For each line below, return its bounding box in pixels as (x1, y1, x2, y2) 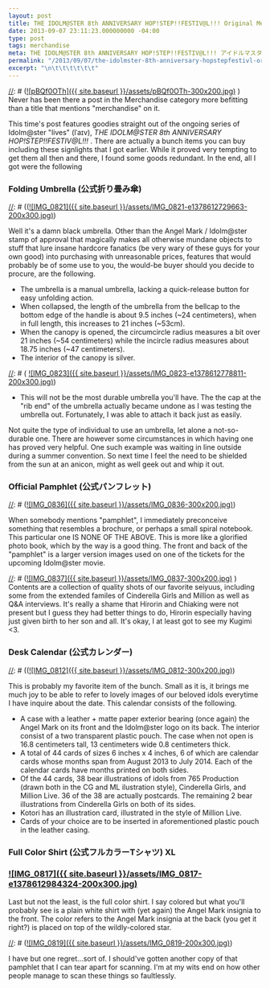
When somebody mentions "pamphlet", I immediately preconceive (8, 516, 227, 525)
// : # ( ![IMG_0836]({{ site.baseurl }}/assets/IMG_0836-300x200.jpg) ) (8, 500, 236, 509)
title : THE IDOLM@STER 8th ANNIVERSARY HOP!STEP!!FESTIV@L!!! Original (8, 19, 253, 27)
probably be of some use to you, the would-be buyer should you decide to (8, 261, 255, 270)
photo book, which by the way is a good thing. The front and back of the (8, 541, 248, 551)
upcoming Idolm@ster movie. (8, 558, 106, 568)
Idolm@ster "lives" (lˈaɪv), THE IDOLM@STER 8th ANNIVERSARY (8, 127, 223, 137)
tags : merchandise (8, 42, 70, 50)
